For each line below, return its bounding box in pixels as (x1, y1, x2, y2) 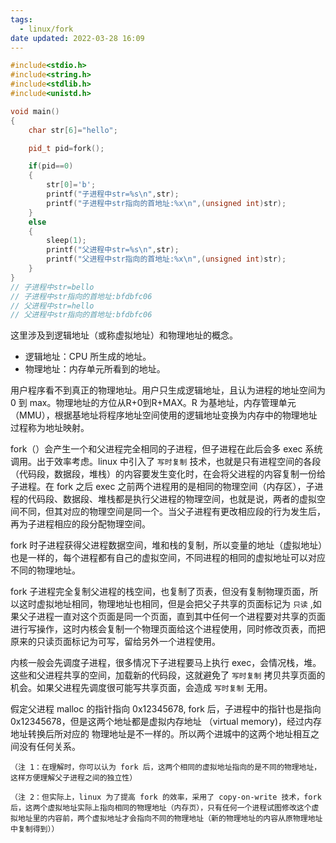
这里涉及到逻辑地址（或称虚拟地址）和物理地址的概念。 (10, 329, 238, 341)
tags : (10, 14, 33, 25)
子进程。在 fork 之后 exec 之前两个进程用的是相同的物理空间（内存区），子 (10, 481, 315, 493)
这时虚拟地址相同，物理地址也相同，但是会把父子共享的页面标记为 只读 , (18, 598, 313, 610)
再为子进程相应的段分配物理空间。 (10, 518, 151, 530)
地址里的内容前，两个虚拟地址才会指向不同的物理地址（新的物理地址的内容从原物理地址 (17, 814, 323, 824)
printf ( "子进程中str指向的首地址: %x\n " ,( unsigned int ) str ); (46, 198, 287, 208)
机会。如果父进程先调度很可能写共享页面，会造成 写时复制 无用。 (10, 682, 273, 694)
